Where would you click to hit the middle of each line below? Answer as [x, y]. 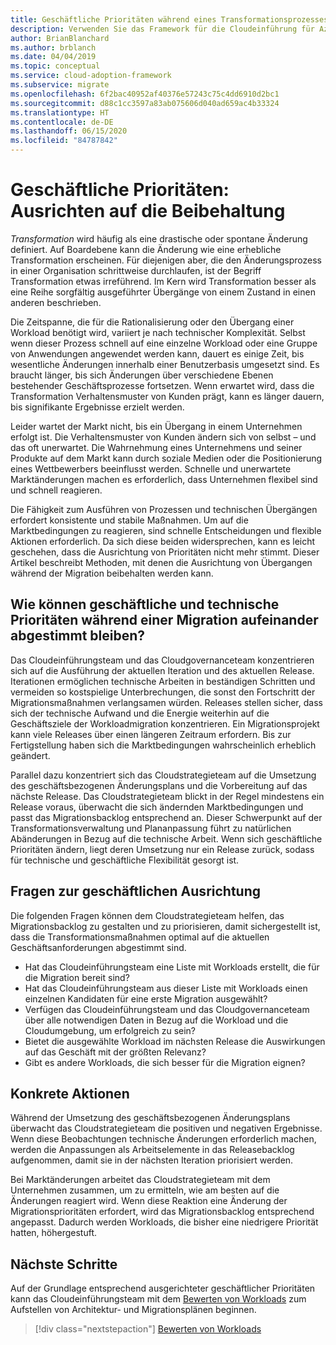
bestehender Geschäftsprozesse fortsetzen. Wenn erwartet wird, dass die [162, 385]
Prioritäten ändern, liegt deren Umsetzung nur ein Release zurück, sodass [162, 849]
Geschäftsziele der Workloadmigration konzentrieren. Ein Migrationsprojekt [165, 723]
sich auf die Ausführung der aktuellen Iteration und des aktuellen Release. [162, 670]
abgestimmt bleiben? [78, 636]
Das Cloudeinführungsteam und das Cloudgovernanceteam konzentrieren [162, 660]
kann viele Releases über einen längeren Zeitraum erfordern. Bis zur [151, 734]
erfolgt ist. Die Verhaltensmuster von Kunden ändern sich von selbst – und [163, 437]
